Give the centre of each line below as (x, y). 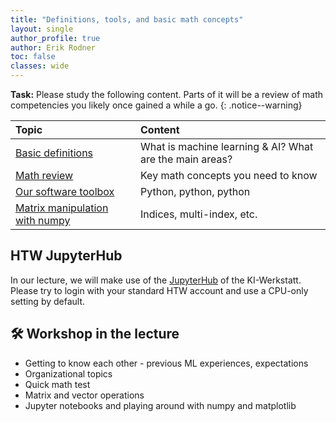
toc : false (33, 57)
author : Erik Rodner (53, 47)
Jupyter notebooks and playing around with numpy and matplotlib (160, 405)
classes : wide (40, 66)
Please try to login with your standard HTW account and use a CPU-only (159, 290)
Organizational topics (68, 373)
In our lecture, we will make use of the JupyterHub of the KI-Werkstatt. (156, 280)
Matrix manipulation (62, 208)
